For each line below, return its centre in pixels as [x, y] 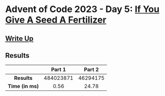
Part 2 [92, 70]
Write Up [19, 38]
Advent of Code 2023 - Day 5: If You [82, 9]
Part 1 [59, 70]
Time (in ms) [23, 86]
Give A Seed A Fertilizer [56, 20]
